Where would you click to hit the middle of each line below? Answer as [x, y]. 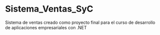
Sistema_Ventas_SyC [49, 9]
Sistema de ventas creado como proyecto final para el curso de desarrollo [80, 22]
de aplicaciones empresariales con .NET [46, 27]
